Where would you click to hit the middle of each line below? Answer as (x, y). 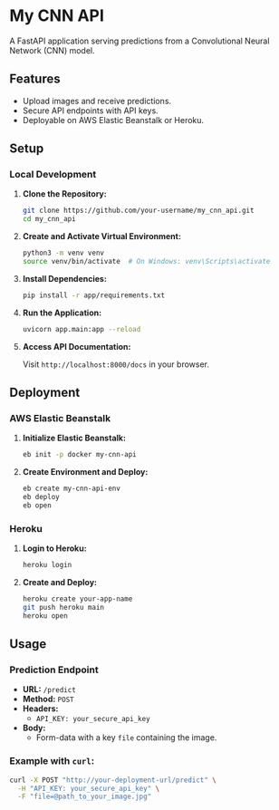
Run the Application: (62, 313)
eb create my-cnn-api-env (71, 489)
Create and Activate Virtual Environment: (101, 236)
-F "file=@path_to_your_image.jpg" (85, 797)
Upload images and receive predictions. (97, 101)
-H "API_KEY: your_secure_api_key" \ (89, 788)
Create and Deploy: (60, 583)
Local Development (53, 175)
